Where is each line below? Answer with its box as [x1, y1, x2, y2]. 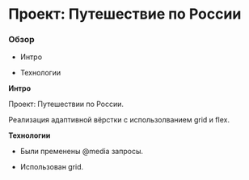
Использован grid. [19, 162, 84, 172]
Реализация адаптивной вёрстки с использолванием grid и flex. [8, 115, 230, 125]
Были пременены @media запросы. [19, 147, 144, 156]
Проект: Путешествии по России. [8, 99, 124, 109]
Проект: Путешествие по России [8, 5, 242, 24]
